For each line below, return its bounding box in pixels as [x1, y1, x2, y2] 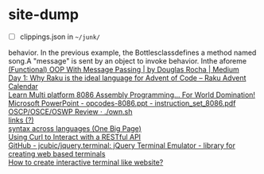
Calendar [8, 82, 38, 91]
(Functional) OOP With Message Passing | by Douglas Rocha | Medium [8, 65, 240, 74]
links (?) [8, 115, 34, 125]
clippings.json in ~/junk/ [19, 32, 101, 41]
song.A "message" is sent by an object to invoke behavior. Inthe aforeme [8, 56, 247, 65]
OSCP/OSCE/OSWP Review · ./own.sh [8, 107, 133, 116]
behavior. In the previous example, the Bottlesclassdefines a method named [8, 48, 257, 57]
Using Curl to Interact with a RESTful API [8, 133, 142, 141]
